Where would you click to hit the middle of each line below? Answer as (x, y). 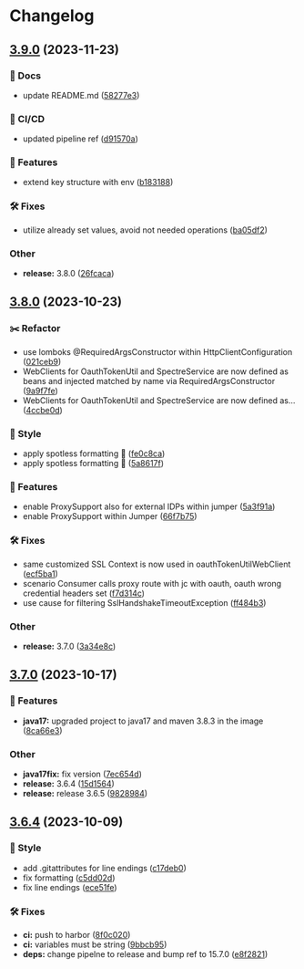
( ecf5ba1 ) (41, 573)
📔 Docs (25, 76)
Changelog (52, 16)
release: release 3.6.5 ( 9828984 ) (85, 793)
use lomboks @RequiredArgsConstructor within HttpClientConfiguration (157, 351)
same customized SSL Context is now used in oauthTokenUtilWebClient (157, 564)
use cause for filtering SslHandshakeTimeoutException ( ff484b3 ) (144, 602)
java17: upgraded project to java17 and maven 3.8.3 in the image (143, 721)
